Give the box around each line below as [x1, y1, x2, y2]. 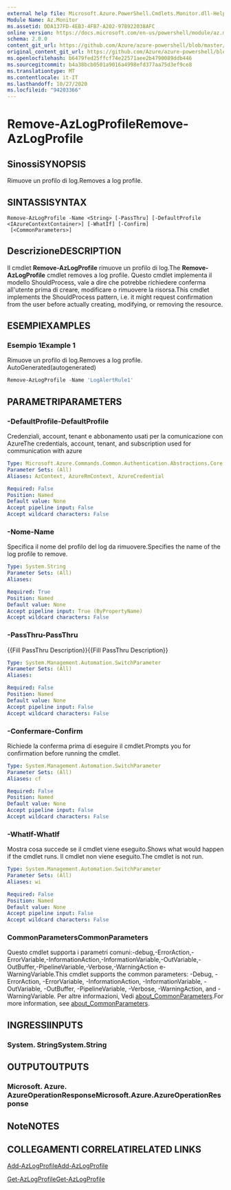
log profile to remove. [7, 550, 68, 558]
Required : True [7, 588, 51, 595]
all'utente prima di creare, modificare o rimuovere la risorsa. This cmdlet [7, 285, 210, 294]
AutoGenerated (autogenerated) [7, 364, 96, 372]
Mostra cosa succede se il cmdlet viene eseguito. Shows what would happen [7, 845, 224, 853]
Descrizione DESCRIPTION [7, 245, 122, 257]
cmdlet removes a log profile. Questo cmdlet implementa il [47, 271, 212, 279]
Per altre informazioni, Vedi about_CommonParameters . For [57, 992, 223, 1000]
